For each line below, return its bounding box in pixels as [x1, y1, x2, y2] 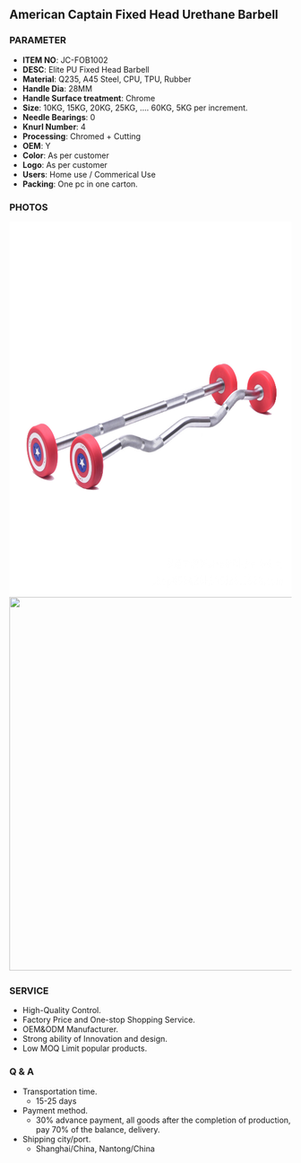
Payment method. [21, 1105, 88, 1115]
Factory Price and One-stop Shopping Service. [21, 1014, 195, 1026]
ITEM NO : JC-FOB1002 [21, 54, 109, 66]
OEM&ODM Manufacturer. [21, 1024, 119, 1035]
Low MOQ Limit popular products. [21, 1043, 148, 1054]
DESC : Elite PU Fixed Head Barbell [21, 64, 150, 74]
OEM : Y [21, 140, 51, 151]
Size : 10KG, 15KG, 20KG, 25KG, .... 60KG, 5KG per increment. [21, 102, 248, 113]
